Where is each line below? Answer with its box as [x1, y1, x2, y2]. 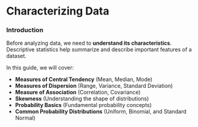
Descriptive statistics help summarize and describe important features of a [6, 46, 192, 53]
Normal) [14, 114, 36, 122]
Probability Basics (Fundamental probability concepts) [14, 102, 152, 109]
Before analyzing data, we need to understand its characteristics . [6, 39, 172, 47]
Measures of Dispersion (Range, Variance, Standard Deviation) [14, 82, 173, 90]
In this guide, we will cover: [6, 64, 74, 71]
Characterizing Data [6, 4, 110, 18]
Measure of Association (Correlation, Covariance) [14, 89, 141, 96]
